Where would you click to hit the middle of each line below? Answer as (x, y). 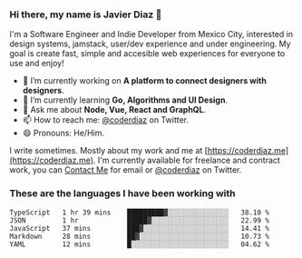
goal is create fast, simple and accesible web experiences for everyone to (147, 54)
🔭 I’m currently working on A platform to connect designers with (145, 81)
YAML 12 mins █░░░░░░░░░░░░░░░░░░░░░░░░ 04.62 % (140, 244)
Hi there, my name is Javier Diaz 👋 (86, 15)
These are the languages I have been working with (122, 193)
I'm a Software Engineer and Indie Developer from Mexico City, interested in (151, 35)
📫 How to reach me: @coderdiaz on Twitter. (105, 120)
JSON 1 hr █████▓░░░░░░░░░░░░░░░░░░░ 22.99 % (140, 220)
